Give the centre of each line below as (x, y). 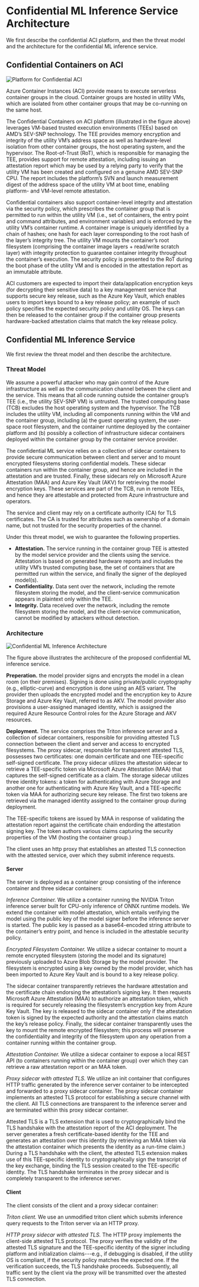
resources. (19, 720)
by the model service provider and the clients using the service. (92, 554)
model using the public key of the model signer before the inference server (98, 919)
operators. (19, 501)
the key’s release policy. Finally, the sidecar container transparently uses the (99, 1024)
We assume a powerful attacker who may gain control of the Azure (88, 382)
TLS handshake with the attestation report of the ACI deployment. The (92, 1128)
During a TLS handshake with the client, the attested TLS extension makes (97, 1153)
